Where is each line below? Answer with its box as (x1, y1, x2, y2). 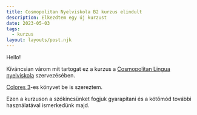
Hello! (6, 54, 21, 61)
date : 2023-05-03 (6, 20, 50, 26)
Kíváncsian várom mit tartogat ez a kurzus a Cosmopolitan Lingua (6, 65, 171, 73)
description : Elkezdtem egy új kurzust (6, 15, 107, 21)
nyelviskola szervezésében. (6, 72, 76, 79)
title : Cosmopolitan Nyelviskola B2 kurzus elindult (6, 8, 142, 15)
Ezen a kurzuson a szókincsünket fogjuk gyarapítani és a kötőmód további (6, 95, 192, 102)
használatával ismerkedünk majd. (6, 102, 90, 109)
